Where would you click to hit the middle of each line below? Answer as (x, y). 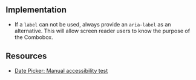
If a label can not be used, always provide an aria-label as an (93, 24)
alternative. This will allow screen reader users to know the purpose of (102, 31)
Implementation (36, 10)
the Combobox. (34, 37)
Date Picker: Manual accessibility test (61, 70)
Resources (26, 56)
